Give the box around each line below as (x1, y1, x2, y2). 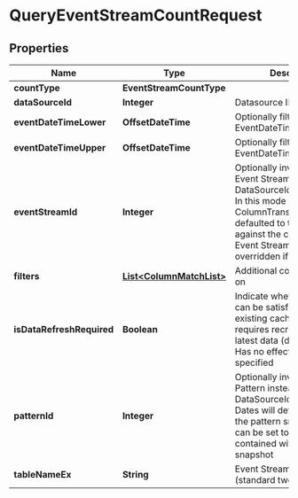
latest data (234, 334, 279, 346)
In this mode (234, 195, 286, 206)
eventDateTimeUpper (13, 142, 106, 153)
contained (234, 438, 277, 449)
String (122, 469, 149, 480)
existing (234, 312, 268, 324)
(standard (234, 474, 276, 486)
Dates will (234, 404, 276, 416)
